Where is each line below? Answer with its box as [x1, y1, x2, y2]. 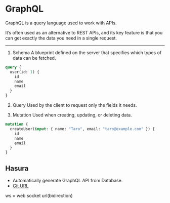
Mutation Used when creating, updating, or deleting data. [12, 112, 133, 118]
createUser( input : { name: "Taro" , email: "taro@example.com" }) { [10, 126, 155, 132]
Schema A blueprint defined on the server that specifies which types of [12, 49, 162, 56]
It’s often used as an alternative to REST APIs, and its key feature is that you [5, 29, 163, 35]
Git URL [12, 183, 29, 189]
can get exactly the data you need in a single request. [5, 35, 117, 41]
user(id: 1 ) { [10, 69, 39, 74]
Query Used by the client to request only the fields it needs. [12, 102, 137, 108]
